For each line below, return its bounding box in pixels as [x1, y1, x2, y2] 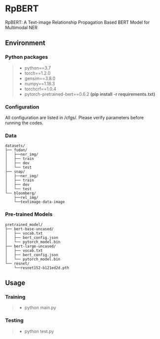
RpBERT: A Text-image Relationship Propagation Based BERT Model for [5, 19, 150, 25]
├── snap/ [5, 169, 26, 174]
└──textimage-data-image [14, 199, 65, 205]
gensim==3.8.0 [24, 75, 56, 81]
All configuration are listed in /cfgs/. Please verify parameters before [5, 114, 144, 120]
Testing [5, 317, 24, 324]
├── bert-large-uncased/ [5, 244, 56, 249]
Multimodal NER [5, 24, 38, 30]
